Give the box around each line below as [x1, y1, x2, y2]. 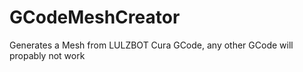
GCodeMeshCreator [9, 6, 181, 29]
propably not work [9, 49, 86, 61]
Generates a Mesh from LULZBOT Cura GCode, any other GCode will [9, 39, 294, 51]
